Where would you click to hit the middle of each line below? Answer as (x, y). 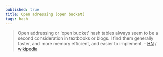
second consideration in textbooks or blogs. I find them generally (86, 38)
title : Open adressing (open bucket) (45, 14)
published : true (22, 10)
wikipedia (28, 49)
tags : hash (17, 19)
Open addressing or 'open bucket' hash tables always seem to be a (88, 33)
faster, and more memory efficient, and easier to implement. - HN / (87, 44)
